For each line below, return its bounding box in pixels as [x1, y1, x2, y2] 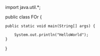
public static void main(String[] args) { [5, 23, 95, 28]
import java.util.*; [5, 4, 41, 10]
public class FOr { [5, 14, 42, 19]
